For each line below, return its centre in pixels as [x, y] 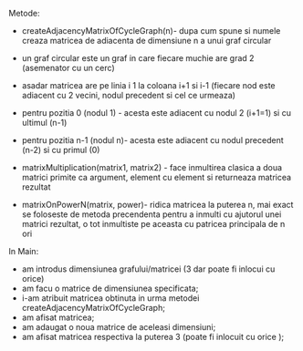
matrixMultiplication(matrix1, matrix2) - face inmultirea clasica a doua [152, 167]
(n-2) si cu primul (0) [61, 150]
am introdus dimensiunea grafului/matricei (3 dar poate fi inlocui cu [148, 269]
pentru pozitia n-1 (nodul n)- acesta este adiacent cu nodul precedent [152, 140]
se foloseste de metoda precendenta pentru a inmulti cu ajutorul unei [151, 214]
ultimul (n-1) [44, 123]
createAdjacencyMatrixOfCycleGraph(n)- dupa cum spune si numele [151, 31]
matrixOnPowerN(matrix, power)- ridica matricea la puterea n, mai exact [157, 205]
